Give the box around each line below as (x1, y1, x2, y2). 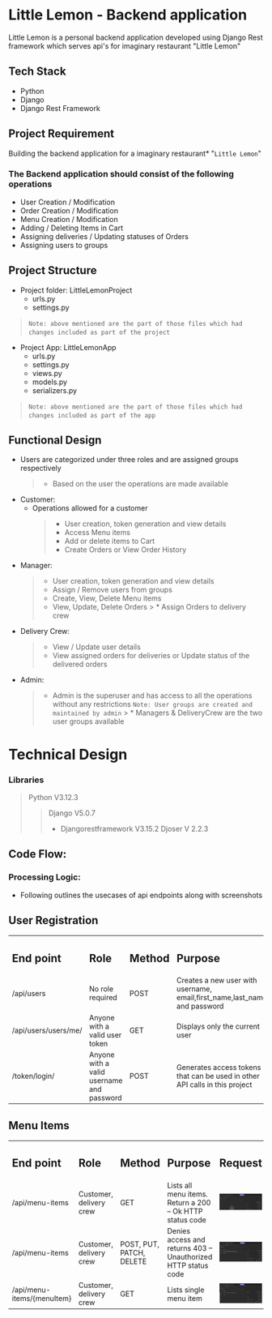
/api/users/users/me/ (11, 1025, 83, 1035)
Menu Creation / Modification (19, 214, 119, 224)
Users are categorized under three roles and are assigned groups (19, 455, 239, 464)
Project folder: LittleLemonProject (19, 285, 133, 295)
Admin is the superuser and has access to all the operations (52, 691, 253, 700)
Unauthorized (167, 1252, 213, 1262)
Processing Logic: (8, 871, 81, 883)
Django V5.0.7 (48, 808, 96, 818)
